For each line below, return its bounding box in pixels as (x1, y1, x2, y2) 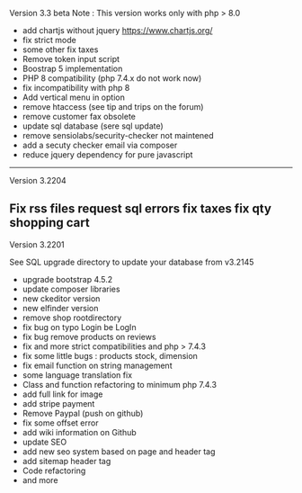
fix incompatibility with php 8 (22, 83, 130, 93)
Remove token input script (22, 54, 120, 64)
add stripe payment (22, 398, 95, 408)
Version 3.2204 (9, 175, 67, 185)
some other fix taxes (22, 44, 99, 55)
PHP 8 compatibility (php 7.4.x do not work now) (22, 73, 202, 84)
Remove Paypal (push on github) (22, 408, 144, 418)
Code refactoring (22, 465, 86, 476)
